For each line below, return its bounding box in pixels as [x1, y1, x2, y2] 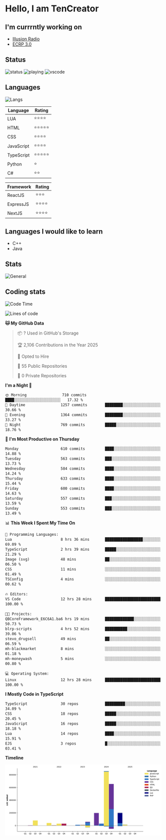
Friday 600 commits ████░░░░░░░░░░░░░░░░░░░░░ [5, 486, 161, 491]
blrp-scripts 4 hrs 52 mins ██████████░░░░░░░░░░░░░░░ [5, 626, 161, 631]
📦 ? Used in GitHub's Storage [17, 330, 79, 336]
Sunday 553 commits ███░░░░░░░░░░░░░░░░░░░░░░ [5, 505, 161, 511]
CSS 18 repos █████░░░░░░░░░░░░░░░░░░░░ [5, 711, 161, 716]
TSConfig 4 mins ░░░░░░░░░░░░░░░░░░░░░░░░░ [5, 577, 161, 582]
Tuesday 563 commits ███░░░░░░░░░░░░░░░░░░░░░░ [5, 456, 161, 461]
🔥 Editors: [5, 591, 28, 596]
